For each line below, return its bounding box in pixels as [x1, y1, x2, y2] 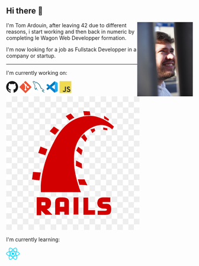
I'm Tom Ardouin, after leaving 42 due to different [6, 21, 127, 28]
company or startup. [6, 52, 56, 59]
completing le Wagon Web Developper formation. [6, 34, 127, 42]
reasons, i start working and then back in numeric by [6, 28, 135, 35]
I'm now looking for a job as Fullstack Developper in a [6, 46, 137, 53]
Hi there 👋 [6, 6, 43, 16]
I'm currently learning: [6, 236, 60, 243]
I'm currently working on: [6, 69, 68, 76]
